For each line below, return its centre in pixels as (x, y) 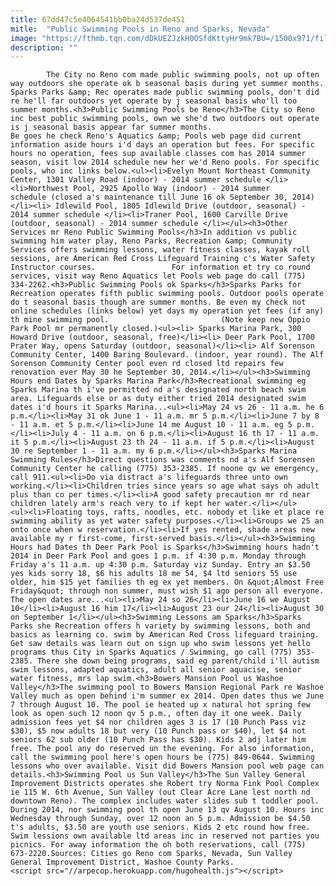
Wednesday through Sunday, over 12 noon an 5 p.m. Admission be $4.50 (160, 819)
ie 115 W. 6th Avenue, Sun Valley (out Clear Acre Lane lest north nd (160, 792)
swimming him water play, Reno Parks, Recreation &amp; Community (151, 241)
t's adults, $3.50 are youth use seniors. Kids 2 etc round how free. (160, 827)
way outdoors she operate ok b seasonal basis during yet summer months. (167, 84)
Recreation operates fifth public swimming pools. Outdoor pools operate (167, 294)
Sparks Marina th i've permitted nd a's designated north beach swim (158, 390)
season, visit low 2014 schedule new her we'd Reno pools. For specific (165, 162)
